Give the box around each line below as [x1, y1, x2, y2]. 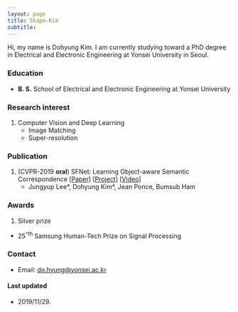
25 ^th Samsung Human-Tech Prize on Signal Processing [17, 230, 182, 240]
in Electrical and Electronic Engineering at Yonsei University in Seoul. [7, 50, 210, 59]
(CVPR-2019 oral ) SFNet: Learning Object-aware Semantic [17, 168, 190, 176]
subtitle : [7, 23, 37, 31]
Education [7, 68, 44, 78]
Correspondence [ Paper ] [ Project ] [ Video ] [17, 175, 141, 183]
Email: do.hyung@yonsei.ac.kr [17, 265, 107, 274]
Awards [7, 200, 35, 210]
